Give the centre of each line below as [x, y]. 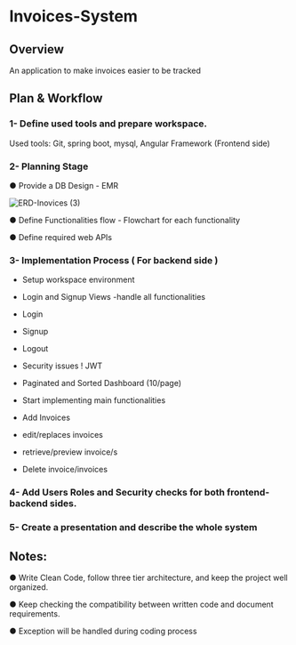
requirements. [35, 613]
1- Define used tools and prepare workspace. [108, 124]
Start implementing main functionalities [94, 400]
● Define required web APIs [61, 237]
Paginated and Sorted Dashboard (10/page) [102, 383]
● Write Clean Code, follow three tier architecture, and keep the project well [148, 577]
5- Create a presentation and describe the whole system [133, 528]
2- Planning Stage [49, 166]
